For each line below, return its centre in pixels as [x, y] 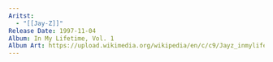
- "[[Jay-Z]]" [39, 23]
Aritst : [22, 16]
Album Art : [27, 46]
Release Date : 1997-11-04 [52, 31]
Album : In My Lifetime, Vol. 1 [61, 38]
